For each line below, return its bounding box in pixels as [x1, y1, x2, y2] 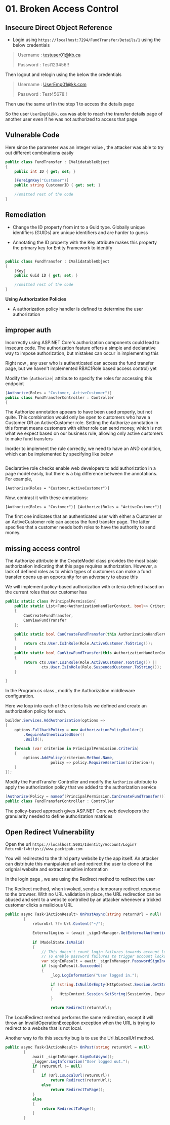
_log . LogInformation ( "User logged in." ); [50, 972, 139, 978]
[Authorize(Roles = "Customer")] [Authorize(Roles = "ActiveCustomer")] [5, 505, 162, 510]
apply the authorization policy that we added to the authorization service [5, 784, 157, 790]
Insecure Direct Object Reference [5, 23, 113, 32]
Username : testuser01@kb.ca [17, 52, 81, 58]
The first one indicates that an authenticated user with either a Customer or [5, 513, 162, 519]
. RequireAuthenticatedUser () [23, 732, 85, 737]
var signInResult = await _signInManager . [41, 959, 133, 964]
